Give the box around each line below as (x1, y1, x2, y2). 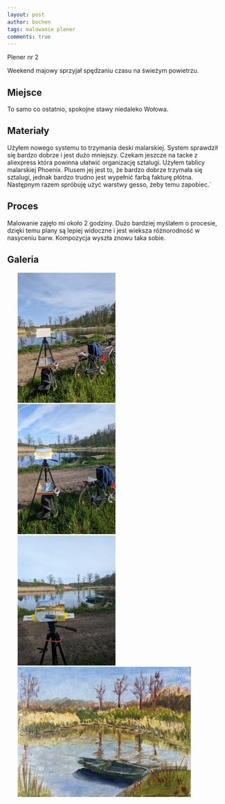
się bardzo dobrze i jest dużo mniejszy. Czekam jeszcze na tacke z (7, 151, 199, 159)
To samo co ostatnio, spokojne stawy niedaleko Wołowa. (7, 105, 169, 114)
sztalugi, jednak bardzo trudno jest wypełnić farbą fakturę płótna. (7, 173, 194, 181)
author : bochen (7, 18, 51, 26)
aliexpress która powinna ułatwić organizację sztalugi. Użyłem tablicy (7, 158, 206, 166)
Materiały (7, 125, 50, 137)
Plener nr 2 (7, 53, 39, 62)
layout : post (7, 11, 45, 18)
